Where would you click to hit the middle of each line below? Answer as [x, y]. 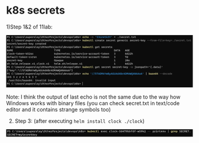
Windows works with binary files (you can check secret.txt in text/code [93, 103]
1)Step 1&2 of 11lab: [29, 27]
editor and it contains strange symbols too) [59, 109]
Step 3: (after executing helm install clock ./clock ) [80, 121]
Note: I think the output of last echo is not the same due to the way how [93, 97]
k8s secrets [36, 10]
